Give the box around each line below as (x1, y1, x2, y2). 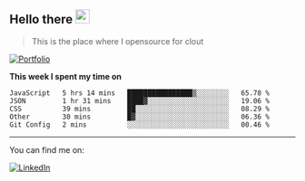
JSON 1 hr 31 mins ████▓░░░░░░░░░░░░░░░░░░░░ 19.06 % (9, 96, 271, 105)
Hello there (9, 12, 74, 27)
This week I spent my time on (9, 71, 123, 81)
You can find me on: (9, 144, 84, 155)
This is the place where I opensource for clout (31, 35, 204, 46)
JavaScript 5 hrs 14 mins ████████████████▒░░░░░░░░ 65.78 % (9, 88, 271, 98)
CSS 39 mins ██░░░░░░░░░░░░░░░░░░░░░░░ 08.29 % (9, 104, 271, 113)
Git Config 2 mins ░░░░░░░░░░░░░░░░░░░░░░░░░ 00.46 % (9, 119, 271, 129)
